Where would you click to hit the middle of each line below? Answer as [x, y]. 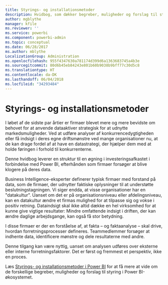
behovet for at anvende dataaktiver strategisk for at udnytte [66, 128]
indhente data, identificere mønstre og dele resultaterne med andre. [75, 236]
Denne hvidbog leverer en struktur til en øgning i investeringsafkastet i [77, 159]
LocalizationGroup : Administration [42, 56]
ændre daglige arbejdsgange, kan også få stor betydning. [64, 216]
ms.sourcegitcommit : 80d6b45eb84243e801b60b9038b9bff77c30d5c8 [72, 65]
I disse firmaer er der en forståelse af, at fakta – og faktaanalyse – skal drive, [84, 226]
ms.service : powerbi [27, 33]
